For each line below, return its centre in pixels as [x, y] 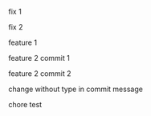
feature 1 [23, 42]
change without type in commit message [75, 89]
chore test [25, 104]
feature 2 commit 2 [40, 74]
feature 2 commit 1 [39, 58]
